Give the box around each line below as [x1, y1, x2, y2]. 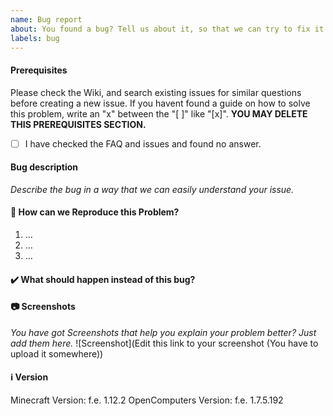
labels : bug [10, 33, 60, 43]
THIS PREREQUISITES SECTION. [10, 118, 147, 130]
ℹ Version [10, 371, 49, 383]
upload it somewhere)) [10, 347, 104, 360]
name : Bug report [10, 14, 83, 25]
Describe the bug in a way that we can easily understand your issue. [10, 183, 295, 195]
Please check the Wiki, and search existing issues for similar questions [10, 86, 302, 98]
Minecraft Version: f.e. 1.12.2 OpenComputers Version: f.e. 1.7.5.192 [10, 394, 284, 406]
